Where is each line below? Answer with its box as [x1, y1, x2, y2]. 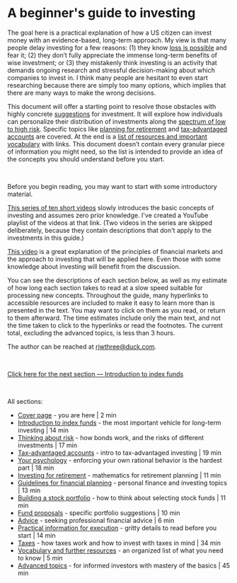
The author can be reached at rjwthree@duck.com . [7, 342, 157, 351]
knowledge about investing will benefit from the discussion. [7, 262, 181, 270]
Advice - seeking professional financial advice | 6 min [17, 516, 175, 524]
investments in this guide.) [7, 233, 84, 242]
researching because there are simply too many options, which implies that [7, 81, 226, 89]
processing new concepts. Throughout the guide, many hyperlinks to [7, 291, 209, 299]
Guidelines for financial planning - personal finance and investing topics [17, 478, 228, 487]
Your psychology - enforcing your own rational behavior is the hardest [17, 456, 223, 464]
